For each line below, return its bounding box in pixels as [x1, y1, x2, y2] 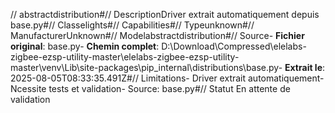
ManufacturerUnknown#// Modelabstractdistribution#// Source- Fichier [10, 30, 305, 41]
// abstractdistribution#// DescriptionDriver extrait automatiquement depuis [10, 9, 320, 20]
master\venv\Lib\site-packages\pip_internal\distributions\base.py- [10, 62, 283, 73]
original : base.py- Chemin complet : [10, 40, 160, 52]
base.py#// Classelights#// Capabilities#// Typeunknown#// [10, 19, 255, 31]
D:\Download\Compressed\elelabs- [161, 40, 307, 52]
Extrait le [284, 62, 323, 73]
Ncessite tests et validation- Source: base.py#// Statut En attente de [10, 83, 291, 94]
